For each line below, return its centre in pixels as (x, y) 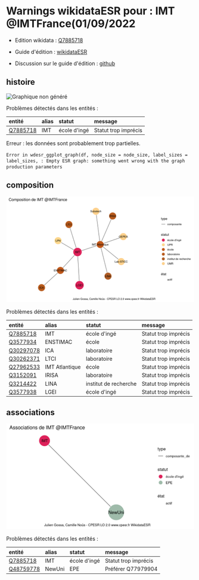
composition (30, 185)
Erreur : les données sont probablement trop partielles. (74, 143)
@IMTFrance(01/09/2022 (71, 24)
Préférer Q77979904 (131, 569)
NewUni (55, 569)
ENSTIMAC (59, 342)
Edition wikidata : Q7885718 (49, 40)
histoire (21, 82)
